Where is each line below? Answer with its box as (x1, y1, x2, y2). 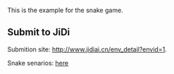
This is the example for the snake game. (7, 6, 123, 14)
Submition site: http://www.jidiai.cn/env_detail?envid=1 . (7, 45, 167, 54)
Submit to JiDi (7, 26, 70, 38)
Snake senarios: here (7, 58, 69, 67)
